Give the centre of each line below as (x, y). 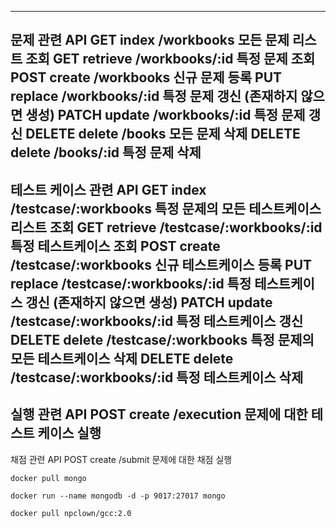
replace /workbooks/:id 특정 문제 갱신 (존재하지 (154, 96)
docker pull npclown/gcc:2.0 (71, 513)
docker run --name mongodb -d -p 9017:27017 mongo (118, 496)
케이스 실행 (69, 433)
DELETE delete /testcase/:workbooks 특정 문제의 (162, 339)
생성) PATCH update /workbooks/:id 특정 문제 (165, 115)
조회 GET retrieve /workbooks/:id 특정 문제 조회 (170, 59)
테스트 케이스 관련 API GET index (108, 189)
